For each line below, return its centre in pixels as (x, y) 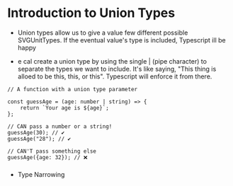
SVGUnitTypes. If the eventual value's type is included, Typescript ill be (121, 40)
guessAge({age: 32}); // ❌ (47, 157)
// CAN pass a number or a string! (60, 126)
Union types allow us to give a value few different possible (103, 33)
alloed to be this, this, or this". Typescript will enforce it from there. (115, 76)
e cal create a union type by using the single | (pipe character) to (112, 61)
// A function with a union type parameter (73, 89)
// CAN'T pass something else (52, 151)
